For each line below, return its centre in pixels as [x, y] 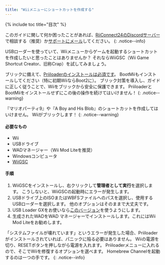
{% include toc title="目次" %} [36, 24]
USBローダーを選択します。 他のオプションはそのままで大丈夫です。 [82, 204]
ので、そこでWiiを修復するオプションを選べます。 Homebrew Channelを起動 [83, 251]
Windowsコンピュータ [35, 156]
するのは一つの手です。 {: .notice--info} [45, 258]
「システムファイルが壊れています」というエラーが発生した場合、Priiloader [82, 233]
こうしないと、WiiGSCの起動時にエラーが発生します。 [77, 192]
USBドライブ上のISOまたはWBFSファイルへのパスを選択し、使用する [83, 198]
